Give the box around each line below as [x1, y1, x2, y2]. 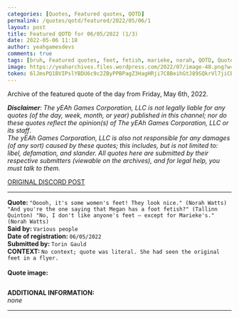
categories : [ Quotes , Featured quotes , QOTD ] [7, 10, 144, 18]
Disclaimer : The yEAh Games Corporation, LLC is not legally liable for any [7, 103, 225, 112]
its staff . [7, 126, 32, 134]
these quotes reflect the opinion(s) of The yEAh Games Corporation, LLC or [7, 118, 229, 127]
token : [7, 70, 27, 77]
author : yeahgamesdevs [7, 43, 75, 51]
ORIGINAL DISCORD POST [7, 177, 85, 186]
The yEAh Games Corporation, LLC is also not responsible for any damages [7, 133, 230, 142]
